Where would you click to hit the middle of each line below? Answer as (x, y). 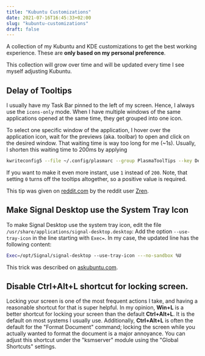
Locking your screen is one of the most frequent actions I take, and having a (102, 301)
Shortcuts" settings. (31, 347)
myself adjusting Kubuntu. (39, 72)
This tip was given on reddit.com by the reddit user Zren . (78, 191)
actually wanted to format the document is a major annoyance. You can (96, 333)
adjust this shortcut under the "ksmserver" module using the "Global (92, 340)
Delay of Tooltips (39, 90)
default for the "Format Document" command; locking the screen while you (101, 327)
